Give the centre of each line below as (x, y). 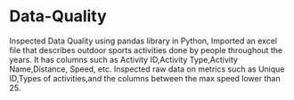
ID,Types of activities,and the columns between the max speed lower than (145, 78)
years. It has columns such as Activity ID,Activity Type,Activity (124, 59)
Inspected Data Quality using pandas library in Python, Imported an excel (143, 41)
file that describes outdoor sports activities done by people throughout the (146, 50)
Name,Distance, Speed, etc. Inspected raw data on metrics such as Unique (147, 69)
